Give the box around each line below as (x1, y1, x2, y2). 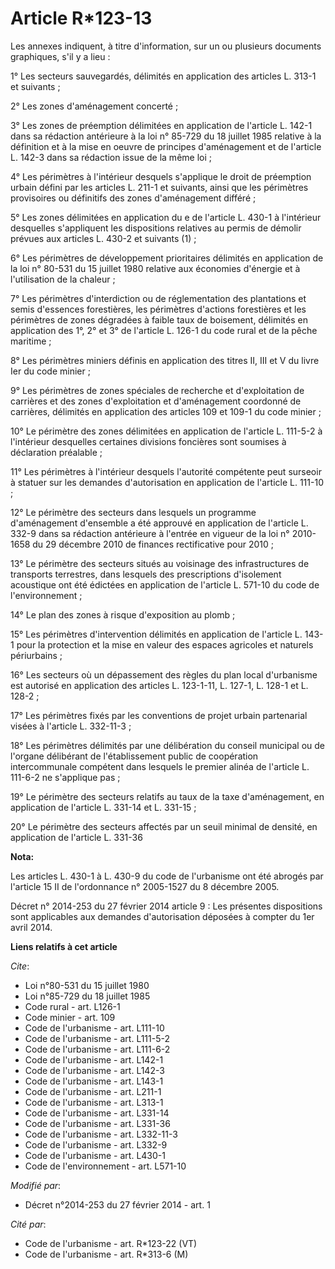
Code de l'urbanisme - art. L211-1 (24, 1085, 162, 1097)
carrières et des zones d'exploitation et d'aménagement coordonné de (10, 395, 302, 407)
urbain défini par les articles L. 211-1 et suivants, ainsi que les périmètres (10, 181, 309, 193)
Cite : (10, 960, 30, 972)
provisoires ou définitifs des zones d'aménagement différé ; (10, 192, 257, 204)
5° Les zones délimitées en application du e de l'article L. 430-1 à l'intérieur (10, 211, 322, 223)
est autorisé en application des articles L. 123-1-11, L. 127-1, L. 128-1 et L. (10, 679, 309, 691)
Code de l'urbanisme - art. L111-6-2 (24, 1043, 171, 1055)
